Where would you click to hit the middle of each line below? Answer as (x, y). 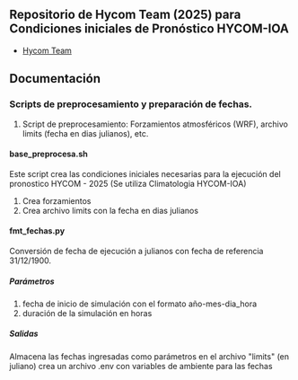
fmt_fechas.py (37, 231)
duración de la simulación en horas (87, 313)
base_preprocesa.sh (48, 154)
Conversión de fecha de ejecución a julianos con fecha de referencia (136, 251)
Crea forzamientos (57, 200)
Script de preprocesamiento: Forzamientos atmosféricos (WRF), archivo (155, 124)
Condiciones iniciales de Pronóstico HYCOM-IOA (149, 29)
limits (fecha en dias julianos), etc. (85, 133)
